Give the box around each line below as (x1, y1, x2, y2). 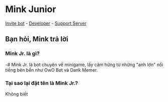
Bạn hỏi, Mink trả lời (5, 35, 68, 43)
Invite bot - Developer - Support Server (5, 20, 87, 26)
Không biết (5, 91, 28, 97)
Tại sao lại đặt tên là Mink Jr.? (5, 79, 78, 86)
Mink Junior (5, 4, 56, 15)
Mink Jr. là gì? (5, 50, 40, 57)
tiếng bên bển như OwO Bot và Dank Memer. (5, 67, 98, 73)
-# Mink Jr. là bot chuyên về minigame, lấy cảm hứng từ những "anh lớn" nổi (5, 62, 163, 68)
